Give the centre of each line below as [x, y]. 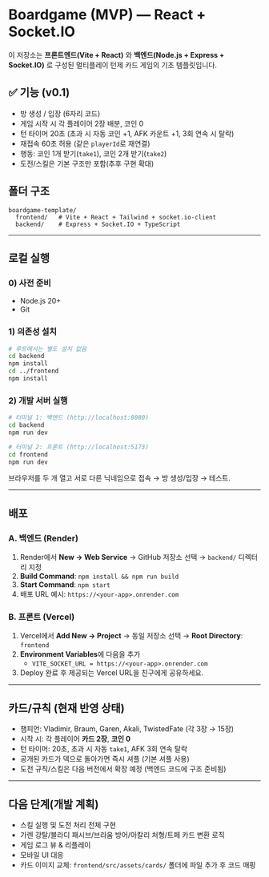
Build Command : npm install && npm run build [99, 576]
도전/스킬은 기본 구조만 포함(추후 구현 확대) [87, 163]
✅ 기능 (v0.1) [39, 93]
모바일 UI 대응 [42, 855]
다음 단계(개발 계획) [54, 804]
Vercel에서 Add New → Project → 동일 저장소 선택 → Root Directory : [131, 636]
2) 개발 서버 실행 [38, 400]
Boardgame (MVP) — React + [107, 15]
